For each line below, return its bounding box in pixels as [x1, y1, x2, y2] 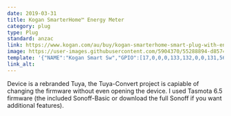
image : [7, 48, 26, 55]
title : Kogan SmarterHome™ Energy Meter [7, 16, 125, 23]
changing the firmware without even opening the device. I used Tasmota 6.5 [7, 87, 223, 95]
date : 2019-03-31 [7, 10, 57, 17]
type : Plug [7, 29, 38, 36]
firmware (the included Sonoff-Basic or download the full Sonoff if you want [7, 93, 222, 102]
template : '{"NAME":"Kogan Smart [7, 55, 103, 61]
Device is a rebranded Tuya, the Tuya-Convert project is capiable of [7, 79, 199, 87]
